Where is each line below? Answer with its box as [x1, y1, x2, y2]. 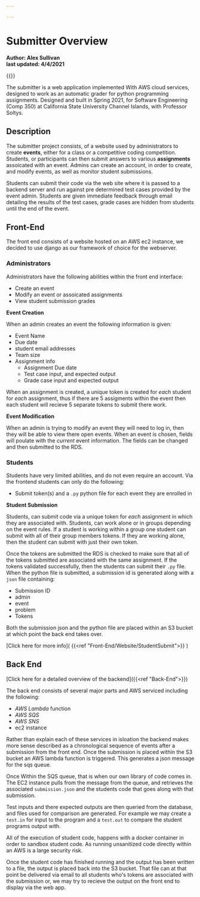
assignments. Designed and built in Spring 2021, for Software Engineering [6, 96, 188, 104]
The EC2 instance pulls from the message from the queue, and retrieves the [6, 779, 193, 786]
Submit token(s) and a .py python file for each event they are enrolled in [14, 489, 192, 497]
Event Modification [6, 413, 55, 420]
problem [14, 606, 36, 613]
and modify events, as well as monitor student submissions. [6, 168, 153, 175]
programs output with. [6, 822, 61, 829]
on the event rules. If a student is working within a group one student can [6, 525, 186, 533]
